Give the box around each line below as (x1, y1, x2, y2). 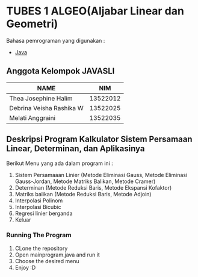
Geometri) (6, 17, 58, 31)
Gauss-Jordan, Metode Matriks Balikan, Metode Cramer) (14, 178, 156, 185)
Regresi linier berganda (14, 210, 73, 217)
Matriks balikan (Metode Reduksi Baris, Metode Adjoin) (14, 190, 152, 198)
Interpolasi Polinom (14, 197, 63, 204)
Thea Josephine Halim (9, 94, 73, 102)
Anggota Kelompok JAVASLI (6, 66, 115, 76)
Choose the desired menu (14, 257, 79, 264)
